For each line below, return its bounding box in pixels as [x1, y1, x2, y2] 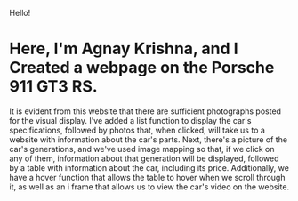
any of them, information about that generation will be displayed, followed [9, 153, 279, 164]
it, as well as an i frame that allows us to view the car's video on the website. [9, 181, 290, 192]
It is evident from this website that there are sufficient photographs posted [9, 106, 282, 117]
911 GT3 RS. [9, 76, 98, 97]
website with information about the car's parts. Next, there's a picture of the [9, 133, 287, 145]
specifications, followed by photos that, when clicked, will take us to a [9, 125, 265, 135]
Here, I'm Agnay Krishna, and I [9, 39, 238, 59]
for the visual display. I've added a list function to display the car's [9, 115, 252, 125]
